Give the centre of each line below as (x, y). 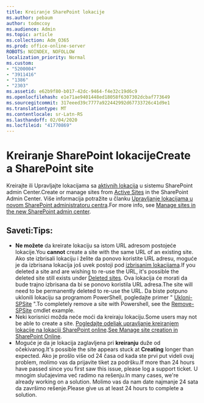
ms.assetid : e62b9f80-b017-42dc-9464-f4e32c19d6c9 (72, 92)
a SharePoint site (50, 169)
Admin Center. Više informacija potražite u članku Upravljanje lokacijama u (100, 198)
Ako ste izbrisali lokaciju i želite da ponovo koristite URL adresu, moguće (106, 258)
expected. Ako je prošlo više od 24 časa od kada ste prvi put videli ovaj (104, 355)
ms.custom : (20, 63)
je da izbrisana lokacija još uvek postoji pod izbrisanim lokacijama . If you (105, 265)
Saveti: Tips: (30, 231)
